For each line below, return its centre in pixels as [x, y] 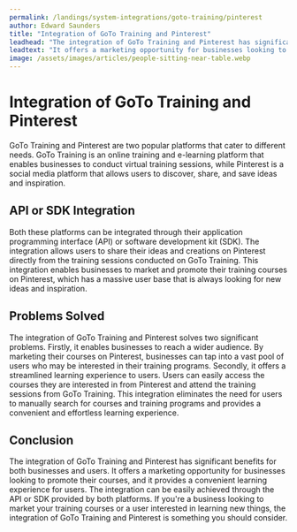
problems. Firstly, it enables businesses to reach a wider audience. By [136, 346]
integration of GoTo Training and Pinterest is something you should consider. [148, 518]
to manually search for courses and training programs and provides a [135, 403]
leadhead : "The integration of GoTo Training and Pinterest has [130, 42]
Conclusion [42, 440]
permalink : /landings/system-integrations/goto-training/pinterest [136, 17]
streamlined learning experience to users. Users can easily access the [137, 375]
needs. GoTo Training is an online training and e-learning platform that [137, 155]
